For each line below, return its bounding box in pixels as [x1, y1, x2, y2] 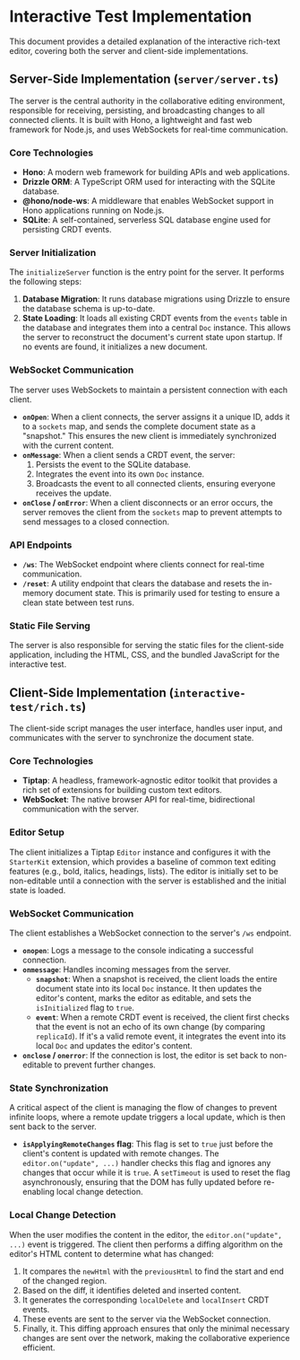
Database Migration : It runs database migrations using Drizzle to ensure [21, 294, 291, 304]
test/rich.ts [9, 700, 82, 714]
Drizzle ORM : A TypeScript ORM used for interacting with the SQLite [21, 177, 276, 188]
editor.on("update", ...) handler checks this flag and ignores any [21, 1158, 271, 1169]
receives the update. [35, 487, 112, 498]
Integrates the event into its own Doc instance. [35, 469, 205, 479]
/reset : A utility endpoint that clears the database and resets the [21, 577, 261, 589]
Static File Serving [9, 619, 91, 632]
